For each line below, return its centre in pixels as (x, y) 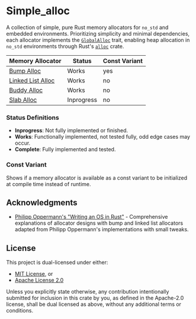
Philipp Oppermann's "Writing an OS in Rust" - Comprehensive (91, 217)
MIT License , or (34, 274)
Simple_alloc (38, 11)
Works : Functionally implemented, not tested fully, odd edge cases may (102, 137)
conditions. (20, 311)
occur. (23, 143)
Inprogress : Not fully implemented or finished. (71, 130)
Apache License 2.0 (39, 280)
